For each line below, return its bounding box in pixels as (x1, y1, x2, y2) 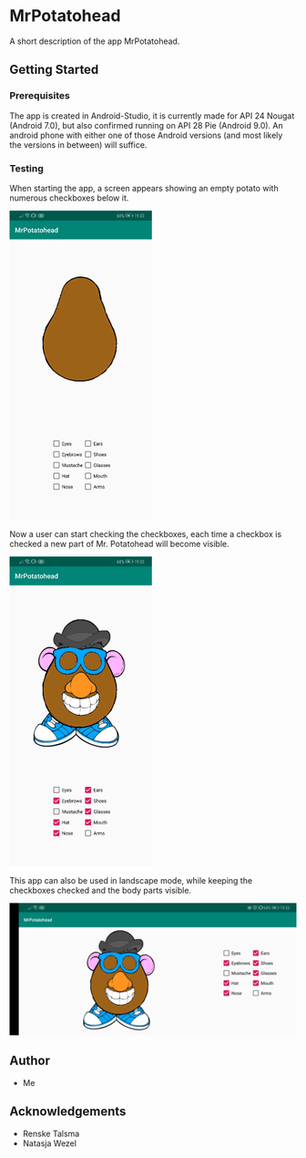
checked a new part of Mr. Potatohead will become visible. (9, 539, 229, 550)
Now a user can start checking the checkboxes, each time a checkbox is (9, 529, 282, 540)
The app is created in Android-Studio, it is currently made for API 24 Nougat (9, 110, 295, 121)
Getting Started (9, 62, 99, 78)
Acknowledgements (9, 1104, 127, 1120)
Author (9, 1053, 50, 1069)
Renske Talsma (22, 1128, 80, 1139)
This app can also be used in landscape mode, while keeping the (9, 874, 253, 885)
